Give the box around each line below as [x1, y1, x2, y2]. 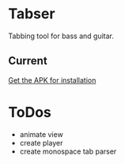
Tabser [8, 5, 55, 23]
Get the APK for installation [8, 75, 97, 84]
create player [19, 138, 63, 147]
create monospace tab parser [19, 146, 117, 156]
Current [8, 54, 47, 68]
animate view [19, 129, 63, 139]
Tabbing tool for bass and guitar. [8, 31, 115, 41]
